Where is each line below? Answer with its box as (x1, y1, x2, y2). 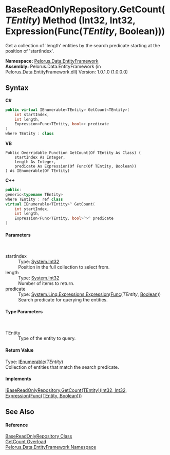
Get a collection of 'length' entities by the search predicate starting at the (5, 42, 160, 48)
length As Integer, (14, 159, 56, 164)
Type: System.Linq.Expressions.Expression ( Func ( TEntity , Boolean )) (18, 291, 161, 297)
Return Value (5, 347, 34, 353)
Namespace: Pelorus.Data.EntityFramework (5, 58, 99, 64)
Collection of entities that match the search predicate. (5, 364, 119, 370)
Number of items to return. (18, 280, 74, 287)
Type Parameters (5, 308, 43, 314)
